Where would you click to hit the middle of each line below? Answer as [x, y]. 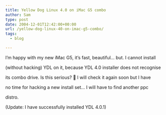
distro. [12, 97]
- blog [17, 39]
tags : [11, 34]
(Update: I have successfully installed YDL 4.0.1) [56, 107]
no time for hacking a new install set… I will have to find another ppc [77, 87]
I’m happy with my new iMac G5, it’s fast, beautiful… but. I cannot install [80, 57]
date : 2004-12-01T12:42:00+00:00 [41, 24]
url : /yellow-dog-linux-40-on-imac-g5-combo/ [54, 29]
